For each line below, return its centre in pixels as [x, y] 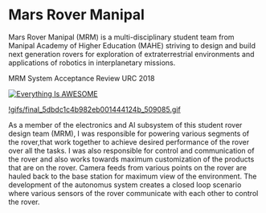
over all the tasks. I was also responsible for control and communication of [131, 150]
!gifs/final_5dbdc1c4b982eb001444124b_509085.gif [94, 109]
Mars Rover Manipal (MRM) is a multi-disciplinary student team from [121, 37]
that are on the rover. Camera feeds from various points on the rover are [128, 167]
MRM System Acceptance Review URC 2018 [82, 78]
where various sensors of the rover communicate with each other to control [133, 193]
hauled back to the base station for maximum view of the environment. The [133, 176]
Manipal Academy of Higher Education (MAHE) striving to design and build [132, 45]
